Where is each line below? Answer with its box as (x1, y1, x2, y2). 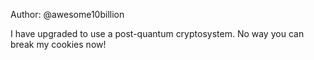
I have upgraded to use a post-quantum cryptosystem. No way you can (10, 28, 305, 39)
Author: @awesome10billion (10, 9, 125, 20)
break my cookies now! (10, 39, 107, 50)
